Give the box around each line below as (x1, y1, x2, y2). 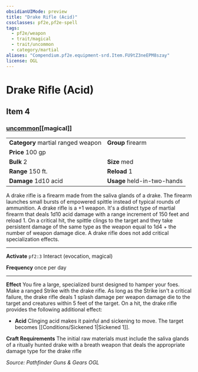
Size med (107, 158, 134, 166)
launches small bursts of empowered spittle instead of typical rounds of (6, 198, 180, 205)
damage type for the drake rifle (6, 348, 82, 355)
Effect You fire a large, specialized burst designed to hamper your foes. (6, 281, 180, 288)
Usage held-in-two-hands (107, 177, 183, 185)
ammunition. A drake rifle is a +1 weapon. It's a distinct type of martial (6, 204, 176, 212)
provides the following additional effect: (6, 306, 103, 313)
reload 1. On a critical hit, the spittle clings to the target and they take (6, 217, 173, 224)
